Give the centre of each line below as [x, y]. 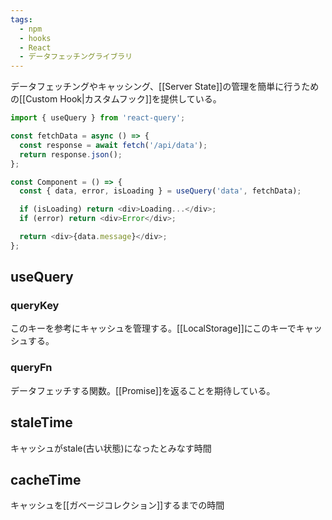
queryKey [35, 306]
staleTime [41, 422]
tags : [21, 19]
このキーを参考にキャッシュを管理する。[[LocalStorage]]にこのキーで [153, 328]
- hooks [35, 38]
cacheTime [46, 479]
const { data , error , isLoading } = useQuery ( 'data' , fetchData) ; [160, 191]
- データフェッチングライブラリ [76, 57]
